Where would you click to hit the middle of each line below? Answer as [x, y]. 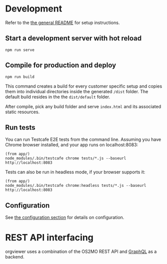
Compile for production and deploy [61, 65]
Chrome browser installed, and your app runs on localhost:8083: [72, 145]
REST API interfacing [49, 238]
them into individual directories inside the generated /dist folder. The [77, 91]
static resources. [22, 112]
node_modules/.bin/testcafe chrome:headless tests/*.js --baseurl [76, 186]
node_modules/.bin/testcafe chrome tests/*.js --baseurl [66, 158]
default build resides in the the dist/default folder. [58, 97]
